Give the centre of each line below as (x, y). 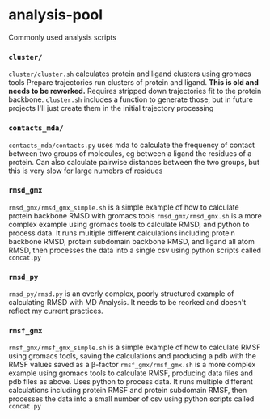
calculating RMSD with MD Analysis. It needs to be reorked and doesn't (127, 303)
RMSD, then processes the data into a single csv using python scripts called (135, 250)
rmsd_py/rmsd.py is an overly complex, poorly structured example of (121, 294)
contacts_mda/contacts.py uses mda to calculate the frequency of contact (132, 145)
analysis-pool (56, 15)
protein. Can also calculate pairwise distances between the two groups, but (134, 162)
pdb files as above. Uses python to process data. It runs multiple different (131, 382)
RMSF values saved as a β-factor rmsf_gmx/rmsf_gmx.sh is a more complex (132, 365)
